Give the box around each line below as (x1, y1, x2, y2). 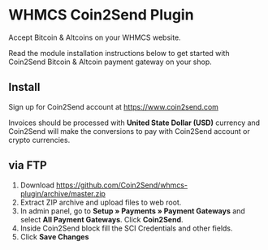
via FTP (8, 158, 47, 172)
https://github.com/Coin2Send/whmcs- (56, 180, 188, 190)
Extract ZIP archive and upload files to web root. (19, 197, 182, 207)
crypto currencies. (8, 135, 71, 144)
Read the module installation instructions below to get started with (8, 48, 230, 58)
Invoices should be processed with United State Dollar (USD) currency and (8, 118, 261, 127)
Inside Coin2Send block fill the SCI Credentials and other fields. (19, 223, 233, 233)
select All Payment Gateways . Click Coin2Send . (19, 214, 184, 224)
